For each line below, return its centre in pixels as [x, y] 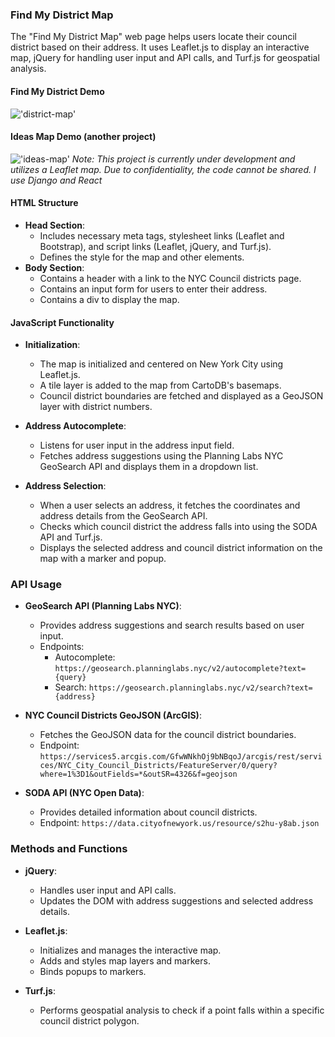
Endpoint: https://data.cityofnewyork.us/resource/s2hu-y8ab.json [179, 823]
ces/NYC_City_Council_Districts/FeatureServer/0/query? [158, 766]
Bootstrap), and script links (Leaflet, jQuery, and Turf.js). [155, 246]
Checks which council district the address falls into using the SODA [178, 527]
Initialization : [52, 345]
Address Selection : [65, 486]
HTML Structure [44, 203]
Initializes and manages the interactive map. [130, 950]
